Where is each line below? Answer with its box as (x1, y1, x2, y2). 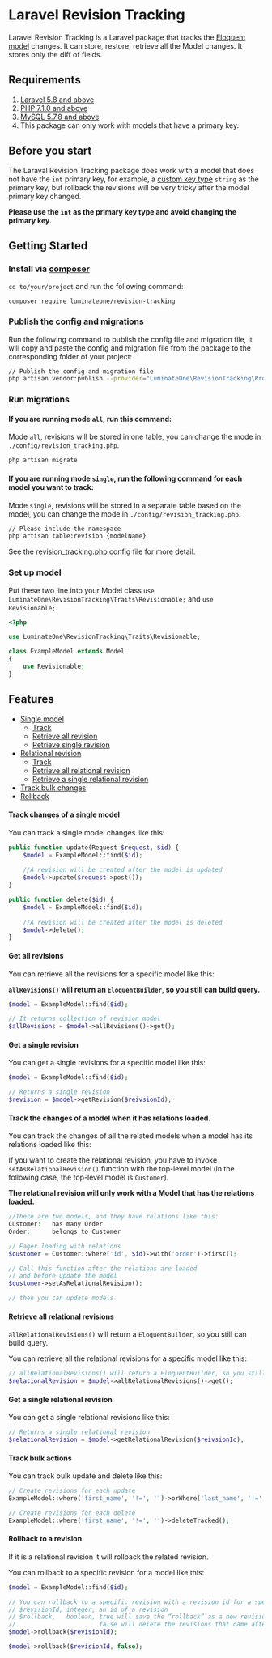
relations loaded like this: (8, 1140, 91, 1150)
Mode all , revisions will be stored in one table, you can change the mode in (8, 432, 261, 442)
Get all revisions (8, 950, 64, 960)
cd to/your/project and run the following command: (8, 282, 184, 291)
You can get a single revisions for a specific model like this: (8, 1058, 206, 1068)
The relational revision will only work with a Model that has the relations (8, 1188, 255, 1198)
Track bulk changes (19, 783, 87, 793)
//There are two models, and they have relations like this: (8, 1213, 219, 1221)
